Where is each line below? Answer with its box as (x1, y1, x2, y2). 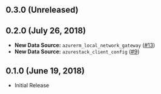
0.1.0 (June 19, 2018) (5, 65, 85, 76)
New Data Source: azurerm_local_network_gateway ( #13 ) (14, 42, 156, 49)
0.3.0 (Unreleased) (5, 5, 79, 15)
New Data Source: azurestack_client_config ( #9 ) (14, 48, 140, 55)
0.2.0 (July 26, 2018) (5, 25, 86, 36)
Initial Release (14, 82, 50, 89)
